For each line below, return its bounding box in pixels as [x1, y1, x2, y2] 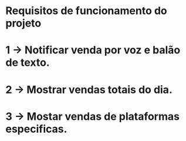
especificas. [5, 122, 67, 136]
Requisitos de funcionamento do [5, 4, 168, 18]
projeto [5, 16, 42, 30]
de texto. [5, 56, 50, 69]
